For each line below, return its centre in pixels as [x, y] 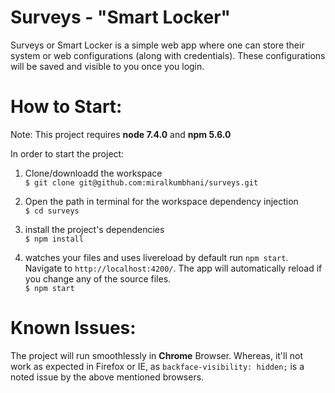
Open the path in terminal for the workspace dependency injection [161, 201]
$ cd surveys [52, 211]
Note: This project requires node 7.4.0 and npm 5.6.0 [121, 134]
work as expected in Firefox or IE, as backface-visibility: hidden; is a [157, 366]
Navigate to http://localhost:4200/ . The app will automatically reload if [173, 268]
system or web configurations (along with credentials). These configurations [168, 55]
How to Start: [66, 107]
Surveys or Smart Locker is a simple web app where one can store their [157, 45]
